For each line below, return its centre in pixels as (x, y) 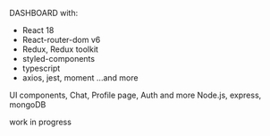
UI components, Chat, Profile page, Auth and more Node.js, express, (135, 95)
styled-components (59, 59)
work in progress (40, 122)
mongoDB (28, 105)
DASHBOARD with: (44, 13)
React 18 (38, 30)
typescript (41, 68)
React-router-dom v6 (61, 40)
